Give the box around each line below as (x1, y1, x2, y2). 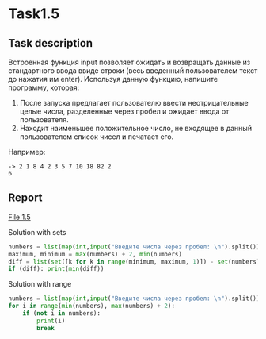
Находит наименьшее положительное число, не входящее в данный (19, 124, 252, 133)
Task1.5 (8, 5, 60, 23)
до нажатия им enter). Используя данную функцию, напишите (8, 75, 218, 83)
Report (8, 191, 43, 205)
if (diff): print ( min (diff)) (8, 265, 104, 273)
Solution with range (8, 279, 72, 289)
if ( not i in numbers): (22, 310, 101, 318)
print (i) (36, 317, 66, 325)
